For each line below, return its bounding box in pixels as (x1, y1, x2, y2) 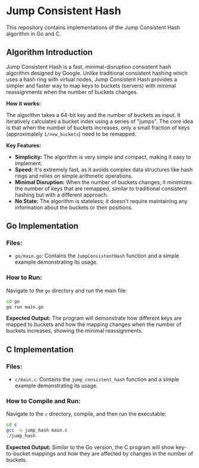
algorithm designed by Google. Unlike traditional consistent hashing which (6, 69, 188, 77)
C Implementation (6, 344, 74, 355)
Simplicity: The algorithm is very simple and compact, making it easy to (14, 153, 191, 160)
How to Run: (6, 273, 43, 282)
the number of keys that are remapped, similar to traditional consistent (14, 185, 187, 192)
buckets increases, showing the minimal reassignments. (6, 327, 143, 334)
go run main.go (6, 304, 44, 310)
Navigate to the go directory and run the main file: (6, 287, 127, 294)
